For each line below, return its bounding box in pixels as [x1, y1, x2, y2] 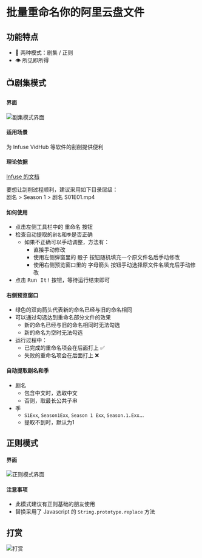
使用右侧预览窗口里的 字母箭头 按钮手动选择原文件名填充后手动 [33, 261, 191, 268]
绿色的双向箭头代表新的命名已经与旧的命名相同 [15, 306, 132, 313]
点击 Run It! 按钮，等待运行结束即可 [15, 276, 110, 284]
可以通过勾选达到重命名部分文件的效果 [15, 314, 111, 321]
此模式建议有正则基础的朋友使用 [15, 500, 95, 508]
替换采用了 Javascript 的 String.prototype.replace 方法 [15, 508, 156, 515]
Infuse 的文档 [6, 173, 39, 180]
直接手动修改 [33, 246, 66, 253]
